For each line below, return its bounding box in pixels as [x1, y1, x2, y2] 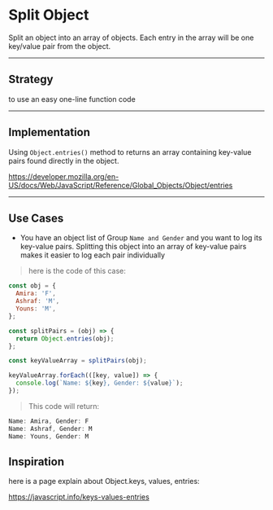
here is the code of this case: [28, 266, 126, 276]
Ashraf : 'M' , [15, 297, 60, 306]
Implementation [8, 125, 91, 139]
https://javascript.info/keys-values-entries [8, 492, 150, 502]
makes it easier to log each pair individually [19, 250, 165, 260]
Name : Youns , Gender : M [8, 432, 89, 441]
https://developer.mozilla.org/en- [8, 171, 119, 181]
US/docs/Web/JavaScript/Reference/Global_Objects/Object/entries [8, 180, 233, 190]
